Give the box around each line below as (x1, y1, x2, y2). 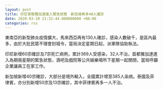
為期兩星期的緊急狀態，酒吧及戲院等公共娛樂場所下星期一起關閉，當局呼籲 (9, 57, 158, 63)
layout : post (5, 7, 32, 12)
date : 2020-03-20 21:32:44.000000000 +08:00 (5, 16, 97, 21)
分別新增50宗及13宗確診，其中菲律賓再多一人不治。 (21, 80, 125, 86)
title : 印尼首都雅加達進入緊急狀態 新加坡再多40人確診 (5, 12, 104, 17)
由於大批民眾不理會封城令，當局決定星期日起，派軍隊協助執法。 (13, 41, 141, 47)
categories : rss (5, 20, 38, 26)
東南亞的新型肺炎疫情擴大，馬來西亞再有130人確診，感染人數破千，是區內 (5, 35, 153, 40)
